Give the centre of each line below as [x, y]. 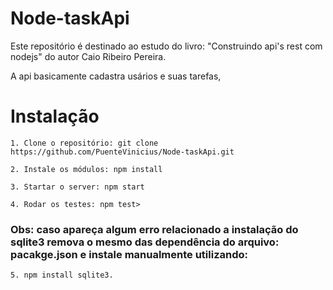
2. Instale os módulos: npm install [86, 169]
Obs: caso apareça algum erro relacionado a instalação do [154, 229]
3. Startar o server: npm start [77, 187]
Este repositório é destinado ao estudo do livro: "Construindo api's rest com [166, 46]
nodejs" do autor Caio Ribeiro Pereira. [88, 56]
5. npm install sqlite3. [62, 275]
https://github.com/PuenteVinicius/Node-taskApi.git [122, 152]
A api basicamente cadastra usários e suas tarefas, [116, 76]
